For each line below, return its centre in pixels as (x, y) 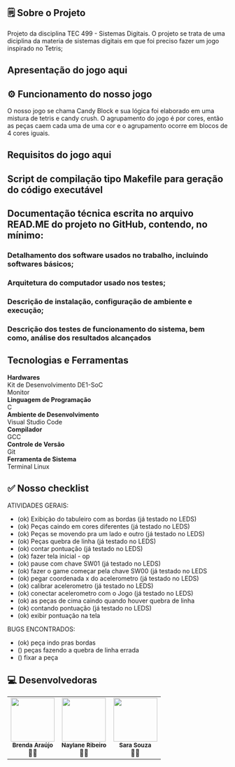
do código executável (55, 190)
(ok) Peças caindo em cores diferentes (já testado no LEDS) (104, 526)
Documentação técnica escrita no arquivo (100, 214)
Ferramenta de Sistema (42, 459)
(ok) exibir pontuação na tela (59, 615)
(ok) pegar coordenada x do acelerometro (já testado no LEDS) (108, 578)
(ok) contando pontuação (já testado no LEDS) (84, 608)
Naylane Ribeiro (84, 745)
